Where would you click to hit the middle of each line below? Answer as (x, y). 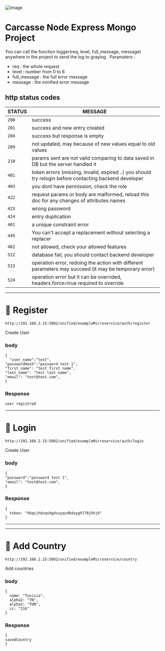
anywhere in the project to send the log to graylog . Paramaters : (70, 57)
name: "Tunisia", (27, 596)
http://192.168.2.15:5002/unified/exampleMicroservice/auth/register (78, 323)
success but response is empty (68, 136)
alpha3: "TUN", (25, 604)
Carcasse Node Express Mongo (71, 28)
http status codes (33, 98)
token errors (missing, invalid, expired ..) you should (91, 172)
